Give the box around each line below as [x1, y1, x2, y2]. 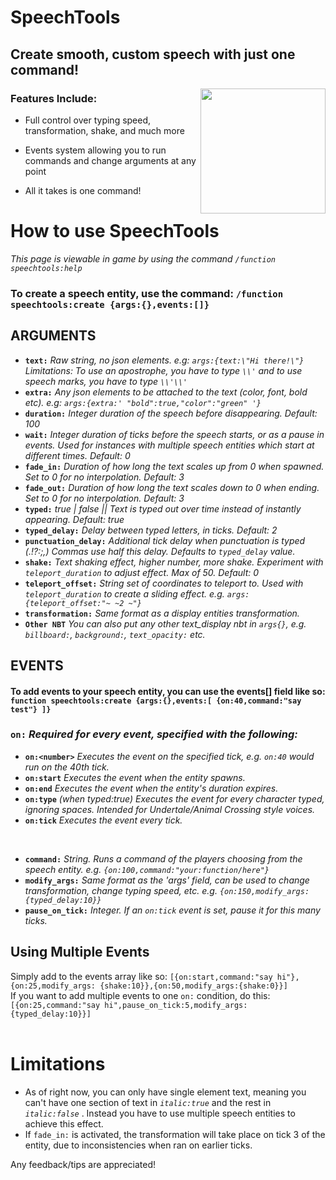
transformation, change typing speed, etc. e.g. [24, 884, 218, 896]
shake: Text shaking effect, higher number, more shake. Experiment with [24, 556, 324, 568]
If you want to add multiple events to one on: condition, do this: [10, 989, 271, 1001]
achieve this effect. [24, 1117, 104, 1130]
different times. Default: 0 [24, 449, 131, 461]
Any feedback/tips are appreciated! [10, 1158, 157, 1170]
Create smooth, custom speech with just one [10, 46, 296, 63]
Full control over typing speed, [24, 114, 152, 126]
